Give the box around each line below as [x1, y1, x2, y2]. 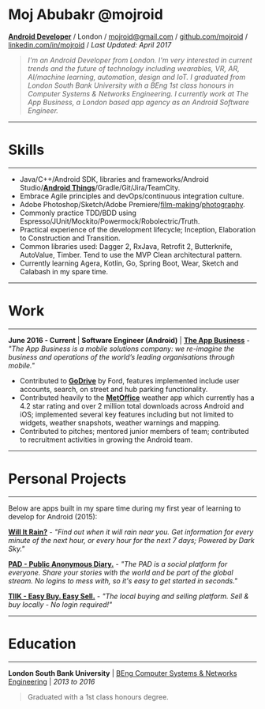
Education [8, 635, 77, 653]
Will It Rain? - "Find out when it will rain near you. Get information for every [8, 527, 254, 537]
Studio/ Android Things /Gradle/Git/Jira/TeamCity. [19, 183, 181, 192]
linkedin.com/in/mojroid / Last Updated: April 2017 [8, 40, 172, 49]
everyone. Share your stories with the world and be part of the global [8, 568, 234, 577]
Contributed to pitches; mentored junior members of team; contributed [19, 426, 250, 436]
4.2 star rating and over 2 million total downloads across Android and [19, 401, 244, 410]
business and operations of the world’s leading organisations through [8, 352, 235, 361]
